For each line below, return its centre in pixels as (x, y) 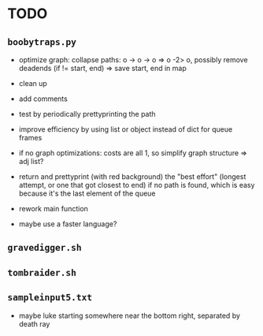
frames (30, 138)
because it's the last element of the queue (87, 193)
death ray (34, 323)
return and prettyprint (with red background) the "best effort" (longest (132, 177)
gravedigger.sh (44, 248)
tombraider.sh (42, 273)
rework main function (53, 209)
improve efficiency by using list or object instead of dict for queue (126, 129)
